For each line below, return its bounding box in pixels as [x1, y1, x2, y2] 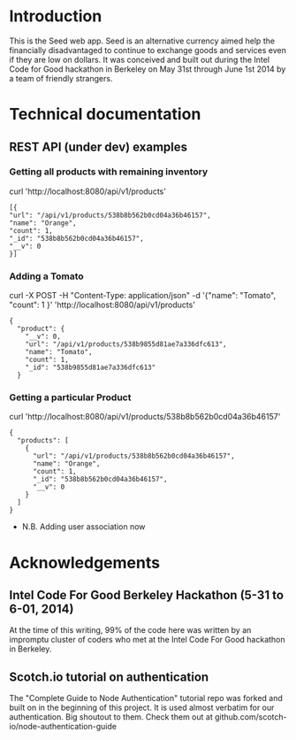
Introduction [9, 6, 102, 27]
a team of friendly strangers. [9, 73, 113, 83]
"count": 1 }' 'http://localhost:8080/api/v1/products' [9, 299, 196, 311]
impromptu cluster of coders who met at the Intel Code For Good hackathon [9, 635, 285, 645]
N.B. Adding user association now [21, 521, 146, 532]
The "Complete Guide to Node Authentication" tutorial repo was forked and [9, 693, 283, 704]
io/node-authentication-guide [9, 721, 118, 732]
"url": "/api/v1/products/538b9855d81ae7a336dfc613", [25, 340, 227, 349]
